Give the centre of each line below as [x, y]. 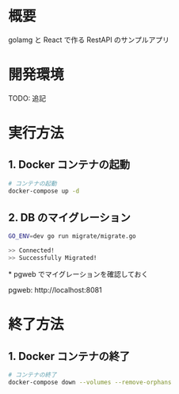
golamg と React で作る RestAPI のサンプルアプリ [89, 40]
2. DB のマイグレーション [69, 218]
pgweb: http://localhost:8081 [55, 290]
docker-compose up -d [44, 191]
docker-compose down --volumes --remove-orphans [90, 382]
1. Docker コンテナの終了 [69, 356]
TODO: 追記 [27, 98]
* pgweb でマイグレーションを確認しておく [78, 274]
